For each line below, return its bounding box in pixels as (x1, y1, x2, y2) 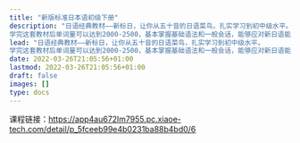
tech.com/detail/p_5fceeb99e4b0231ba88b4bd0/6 (9, 123, 196, 134)
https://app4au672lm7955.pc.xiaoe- (48, 114, 181, 124)
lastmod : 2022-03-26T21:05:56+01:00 (9, 63, 146, 72)
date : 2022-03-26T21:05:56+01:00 (9, 55, 134, 63)
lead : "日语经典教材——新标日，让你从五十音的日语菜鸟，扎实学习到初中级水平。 (9, 38, 265, 47)
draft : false (9, 71, 58, 80)
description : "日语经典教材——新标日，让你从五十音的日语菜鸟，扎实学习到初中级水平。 (9, 21, 293, 30)
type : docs (9, 88, 50, 97)
